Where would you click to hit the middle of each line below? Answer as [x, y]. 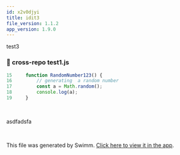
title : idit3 [23, 18]
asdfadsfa [19, 121]
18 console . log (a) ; [42, 93]
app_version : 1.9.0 [31, 29]
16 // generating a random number [63, 81]
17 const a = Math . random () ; [54, 86]
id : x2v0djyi [23, 12]
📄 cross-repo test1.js [38, 62]
